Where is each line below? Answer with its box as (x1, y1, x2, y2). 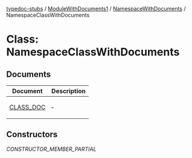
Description (51, 87, 86, 95)
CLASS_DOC (9, 103, 46, 111)
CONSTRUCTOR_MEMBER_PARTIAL (6, 145, 97, 153)
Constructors (6, 129, 58, 140)
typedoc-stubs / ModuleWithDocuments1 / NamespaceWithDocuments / (6, 5, 186, 12)
